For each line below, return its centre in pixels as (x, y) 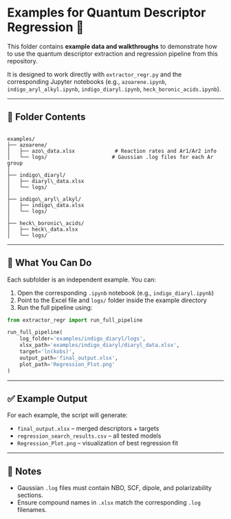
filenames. (32, 510)
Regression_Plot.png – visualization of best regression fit (98, 443)
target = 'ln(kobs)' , (47, 352)
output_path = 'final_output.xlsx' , (69, 358)
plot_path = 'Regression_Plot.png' (67, 364)
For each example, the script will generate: (68, 415)
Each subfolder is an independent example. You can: (81, 279)
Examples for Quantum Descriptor (107, 13)
